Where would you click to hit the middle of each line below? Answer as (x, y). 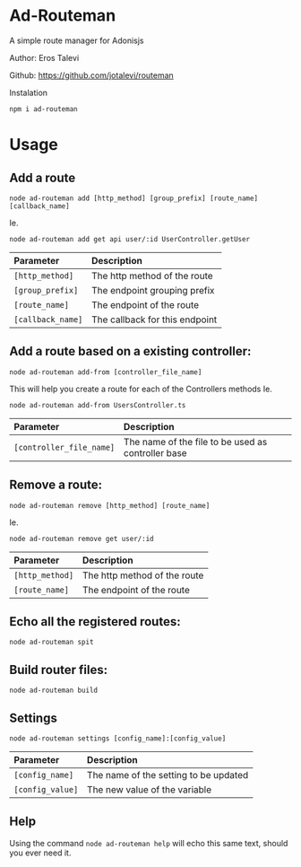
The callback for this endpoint (154, 320)
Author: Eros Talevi (44, 57)
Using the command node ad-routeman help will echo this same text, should (149, 843)
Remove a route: (56, 485)
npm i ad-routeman (43, 109)
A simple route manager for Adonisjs (77, 40)
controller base (155, 452)
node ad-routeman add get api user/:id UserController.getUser (130, 239)
